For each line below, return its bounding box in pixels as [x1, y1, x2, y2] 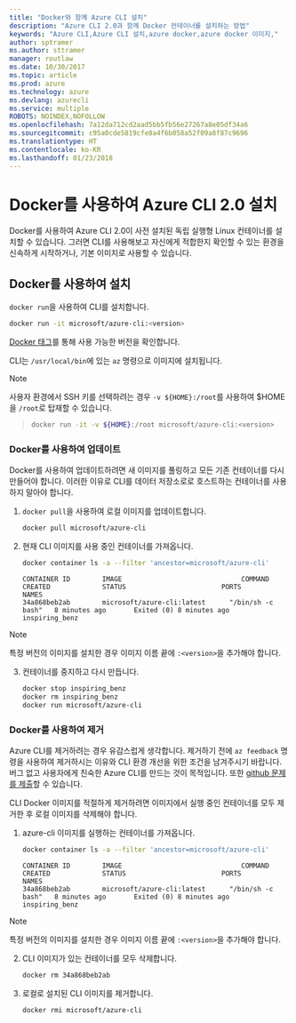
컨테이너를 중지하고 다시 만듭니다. [21, 667, 140, 677]
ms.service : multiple [9, 104, 90, 113]
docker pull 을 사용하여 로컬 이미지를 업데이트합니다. [21, 506, 207, 516]
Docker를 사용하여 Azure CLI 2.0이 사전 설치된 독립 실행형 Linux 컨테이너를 [9, 226, 274, 236]
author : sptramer [9, 37, 74, 47]
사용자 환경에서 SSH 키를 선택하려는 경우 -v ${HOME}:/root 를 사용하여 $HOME [9, 392, 286, 403]
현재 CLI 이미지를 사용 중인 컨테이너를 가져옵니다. [21, 541, 194, 552]
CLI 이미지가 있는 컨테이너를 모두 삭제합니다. [21, 953, 178, 963]
